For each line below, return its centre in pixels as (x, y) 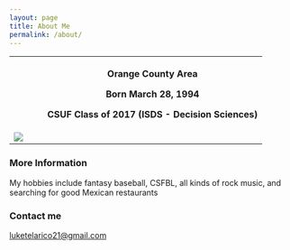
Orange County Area (152, 74)
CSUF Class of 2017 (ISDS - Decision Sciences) (153, 115)
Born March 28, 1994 (153, 94)
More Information (48, 163)
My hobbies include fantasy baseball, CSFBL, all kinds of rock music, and (145, 182)
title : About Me (40, 26)
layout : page (34, 18)
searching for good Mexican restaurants (84, 192)
